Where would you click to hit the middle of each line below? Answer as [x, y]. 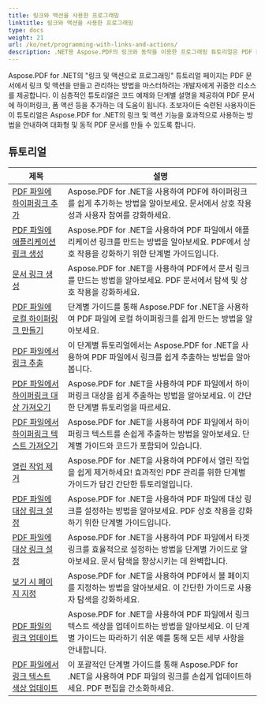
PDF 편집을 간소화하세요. [130, 688]
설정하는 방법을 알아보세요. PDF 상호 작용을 [160, 511]
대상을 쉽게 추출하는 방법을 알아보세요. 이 [164, 395]
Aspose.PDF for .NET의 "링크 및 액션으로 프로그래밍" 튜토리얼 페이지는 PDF [126, 75]
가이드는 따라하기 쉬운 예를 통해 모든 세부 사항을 [161, 638]
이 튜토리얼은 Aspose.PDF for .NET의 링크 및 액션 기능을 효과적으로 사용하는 [127, 115]
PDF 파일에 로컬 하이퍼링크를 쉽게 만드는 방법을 [160, 318]
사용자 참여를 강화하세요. [127, 215]
